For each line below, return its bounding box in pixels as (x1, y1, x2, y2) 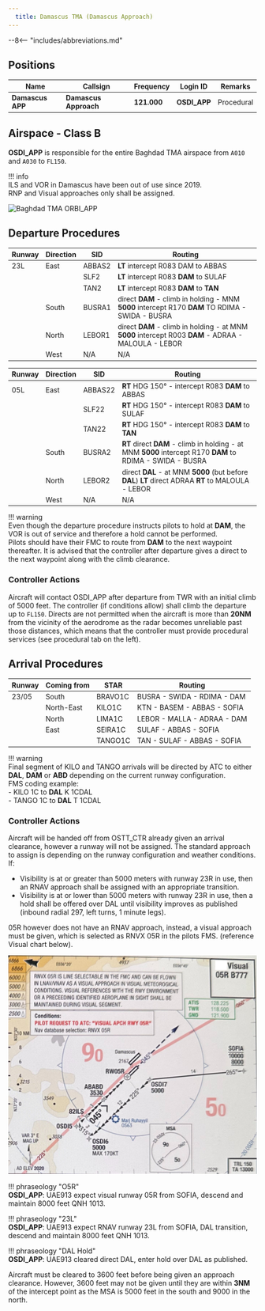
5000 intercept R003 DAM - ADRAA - (118, 331, 243, 340)
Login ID (180, 81, 208, 91)
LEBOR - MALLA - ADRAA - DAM (136, 714, 248, 723)
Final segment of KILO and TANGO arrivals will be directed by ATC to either (8, 762, 252, 771)
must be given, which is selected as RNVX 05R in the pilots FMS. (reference (8, 930, 255, 941)
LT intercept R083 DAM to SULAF (118, 272, 227, 282)
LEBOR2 (82, 476, 110, 485)
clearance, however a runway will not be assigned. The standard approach (8, 841, 251, 851)
